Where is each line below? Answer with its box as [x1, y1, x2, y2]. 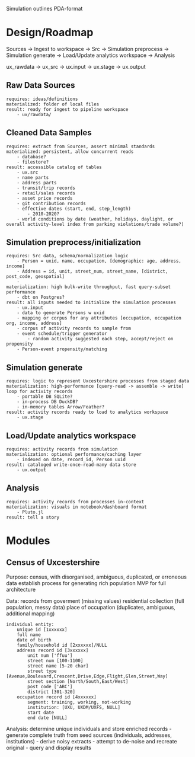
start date [27, 710, 55, 716]
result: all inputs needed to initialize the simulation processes [6, 299, 177, 306]
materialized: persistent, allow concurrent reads [6, 148, 134, 155]
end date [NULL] [27, 714, 68, 721]
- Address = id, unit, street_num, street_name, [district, [17, 269, 168, 274]
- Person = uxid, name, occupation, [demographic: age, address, [17, 258, 182, 264]
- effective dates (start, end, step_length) [17, 206, 132, 212]
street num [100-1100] [27, 657, 84, 663]
